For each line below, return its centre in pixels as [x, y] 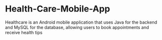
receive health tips [24, 32]
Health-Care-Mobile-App [58, 9]
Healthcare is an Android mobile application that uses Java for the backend [81, 22]
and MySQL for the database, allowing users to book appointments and [77, 27]
